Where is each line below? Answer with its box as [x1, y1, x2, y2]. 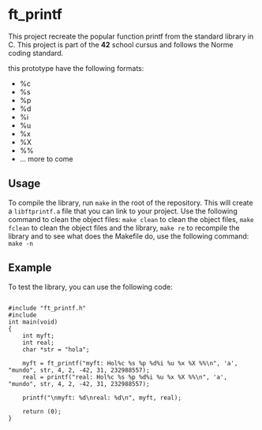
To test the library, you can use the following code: [8, 282, 173, 291]
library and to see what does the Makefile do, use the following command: [8, 231, 249, 241]
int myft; [22, 332, 55, 339]
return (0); [22, 407, 62, 415]
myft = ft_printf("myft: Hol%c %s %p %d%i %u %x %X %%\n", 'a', [22, 359, 238, 367]
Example [8, 261, 52, 275]
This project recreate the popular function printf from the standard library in [8, 32, 254, 41]
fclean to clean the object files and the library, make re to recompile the [8, 223, 240, 232]
